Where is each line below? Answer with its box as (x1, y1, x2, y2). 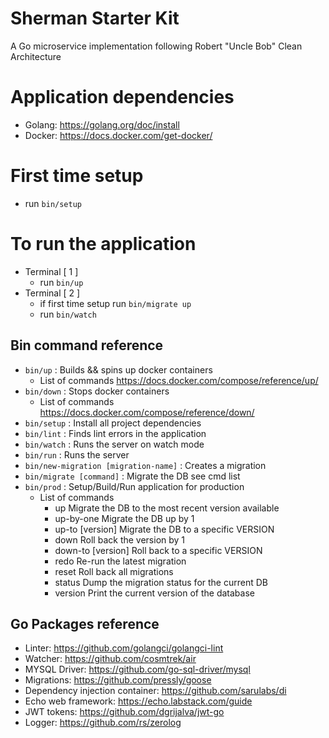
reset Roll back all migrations (54, 565, 174, 577)
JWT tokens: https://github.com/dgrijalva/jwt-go (24, 706, 225, 718)
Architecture (10, 50, 62, 62)
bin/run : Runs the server (24, 448, 130, 461)
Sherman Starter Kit (10, 7, 180, 30)
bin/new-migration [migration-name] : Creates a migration (24, 459, 267, 471)
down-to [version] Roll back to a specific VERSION (54, 544, 263, 556)
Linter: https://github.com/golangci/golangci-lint (24, 642, 224, 654)
